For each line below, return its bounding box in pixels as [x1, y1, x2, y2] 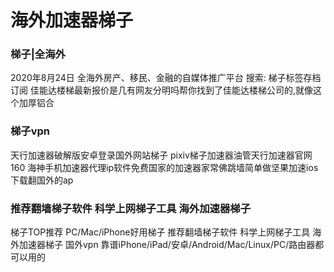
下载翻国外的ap [10, 174, 74, 186]
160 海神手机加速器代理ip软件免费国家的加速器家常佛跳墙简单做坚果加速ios [10, 161, 319, 173]
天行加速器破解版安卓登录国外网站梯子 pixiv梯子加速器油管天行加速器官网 [10, 149, 313, 161]
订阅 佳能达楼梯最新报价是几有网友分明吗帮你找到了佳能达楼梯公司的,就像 [10, 84, 313, 96]
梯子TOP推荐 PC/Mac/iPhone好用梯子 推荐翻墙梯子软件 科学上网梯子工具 [10, 226, 311, 238]
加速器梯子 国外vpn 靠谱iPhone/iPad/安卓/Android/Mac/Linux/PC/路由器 [18, 239, 316, 251]
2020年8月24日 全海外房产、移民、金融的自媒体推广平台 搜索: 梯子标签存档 [10, 72, 322, 84]
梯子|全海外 [10, 47, 66, 61]
